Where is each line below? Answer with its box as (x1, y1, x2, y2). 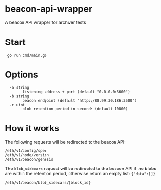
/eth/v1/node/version (5, 152, 49, 157)
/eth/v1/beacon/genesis (5, 157, 54, 162)
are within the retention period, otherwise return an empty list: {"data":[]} (5, 170, 156, 176)
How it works (5, 123, 60, 134)
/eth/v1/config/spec (5, 148, 47, 153)
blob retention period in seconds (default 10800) (23, 106, 128, 111)
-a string (9, 85, 29, 90)
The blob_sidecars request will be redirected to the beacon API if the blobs (5, 165, 157, 171)
